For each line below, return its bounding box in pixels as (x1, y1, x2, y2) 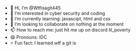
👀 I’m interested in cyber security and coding (10, 10, 105, 16)
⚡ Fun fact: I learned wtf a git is (10, 40, 76, 46)
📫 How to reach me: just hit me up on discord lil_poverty (10, 27, 131, 33)
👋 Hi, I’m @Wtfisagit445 (10, 5, 61, 11)
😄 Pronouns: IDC (10, 34, 47, 40)
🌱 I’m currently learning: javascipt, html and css (10, 16, 111, 21)
